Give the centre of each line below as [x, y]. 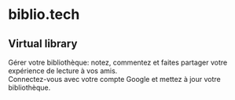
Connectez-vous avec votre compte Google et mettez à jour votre [115, 79]
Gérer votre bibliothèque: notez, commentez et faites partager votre [118, 62]
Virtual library [43, 44]
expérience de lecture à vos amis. [63, 71]
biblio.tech [44, 15]
